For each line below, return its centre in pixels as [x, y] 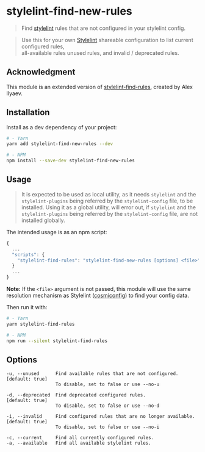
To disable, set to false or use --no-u [107, 385]
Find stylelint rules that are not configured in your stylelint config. [103, 28]
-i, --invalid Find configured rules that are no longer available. [101, 417]
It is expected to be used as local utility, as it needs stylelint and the [109, 194]
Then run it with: [27, 307]
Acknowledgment [41, 72]
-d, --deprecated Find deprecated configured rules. [76, 395]
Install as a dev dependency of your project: [62, 127]
